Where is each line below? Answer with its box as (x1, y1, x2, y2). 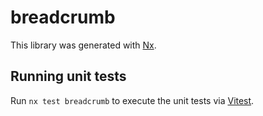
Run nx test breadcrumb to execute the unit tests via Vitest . (10, 94, 255, 106)
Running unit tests (10, 68, 127, 85)
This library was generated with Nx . (10, 39, 157, 51)
